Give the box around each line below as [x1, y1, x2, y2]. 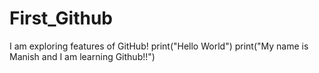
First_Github [9, 7, 114, 30]
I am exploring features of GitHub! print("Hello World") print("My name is [9, 40, 309, 52]
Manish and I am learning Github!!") [9, 50, 156, 62]
